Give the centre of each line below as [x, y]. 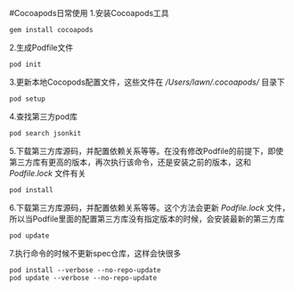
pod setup [28, 99]
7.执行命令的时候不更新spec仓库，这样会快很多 [95, 253]
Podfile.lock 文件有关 [48, 173]
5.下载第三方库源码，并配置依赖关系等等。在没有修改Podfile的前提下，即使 [146, 151]
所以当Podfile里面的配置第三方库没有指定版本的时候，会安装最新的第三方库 [147, 219]
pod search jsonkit [45, 133]
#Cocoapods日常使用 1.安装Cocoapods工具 [89, 13]
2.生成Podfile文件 [41, 48]
